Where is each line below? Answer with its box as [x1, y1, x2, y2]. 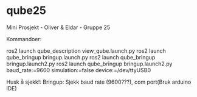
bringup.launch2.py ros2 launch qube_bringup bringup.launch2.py [6, 60, 173, 67]
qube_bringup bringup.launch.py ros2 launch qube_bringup [6, 53, 156, 61]
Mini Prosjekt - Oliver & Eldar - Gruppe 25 [6, 24, 111, 31]
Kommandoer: [6, 35, 42, 42]
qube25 [6, 4, 47, 18]
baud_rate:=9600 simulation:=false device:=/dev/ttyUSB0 [6, 66, 151, 73]
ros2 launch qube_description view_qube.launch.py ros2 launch [6, 47, 166, 55]
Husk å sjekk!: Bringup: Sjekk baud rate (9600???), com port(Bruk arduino [6, 78, 192, 85]
